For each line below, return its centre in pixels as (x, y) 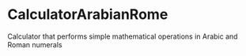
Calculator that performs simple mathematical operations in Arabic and (123, 36)
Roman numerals (35, 44)
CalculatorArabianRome (88, 15)
